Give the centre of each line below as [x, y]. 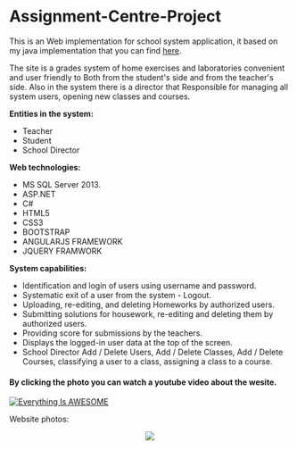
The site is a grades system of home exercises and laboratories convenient [147, 68]
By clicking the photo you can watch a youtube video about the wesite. [143, 382]
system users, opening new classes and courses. [100, 96]
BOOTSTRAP [46, 232]
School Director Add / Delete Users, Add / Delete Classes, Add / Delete [153, 352]
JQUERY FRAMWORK [62, 251]
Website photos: [39, 419]
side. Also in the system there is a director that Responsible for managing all [148, 87]
